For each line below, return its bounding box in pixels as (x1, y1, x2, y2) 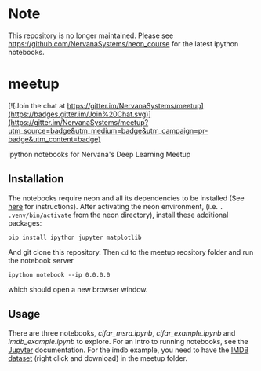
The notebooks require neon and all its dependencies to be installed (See (8, 193, 245, 203)
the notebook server (8, 255, 74, 265)
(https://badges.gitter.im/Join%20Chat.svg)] (8, 109, 151, 119)
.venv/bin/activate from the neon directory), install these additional (8, 210, 229, 219)
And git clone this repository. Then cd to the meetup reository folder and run (8, 247, 254, 256)
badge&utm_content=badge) (8, 134, 101, 144)
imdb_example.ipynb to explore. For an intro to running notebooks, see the (8, 336, 248, 346)
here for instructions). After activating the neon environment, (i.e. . (8, 201, 223, 211)
